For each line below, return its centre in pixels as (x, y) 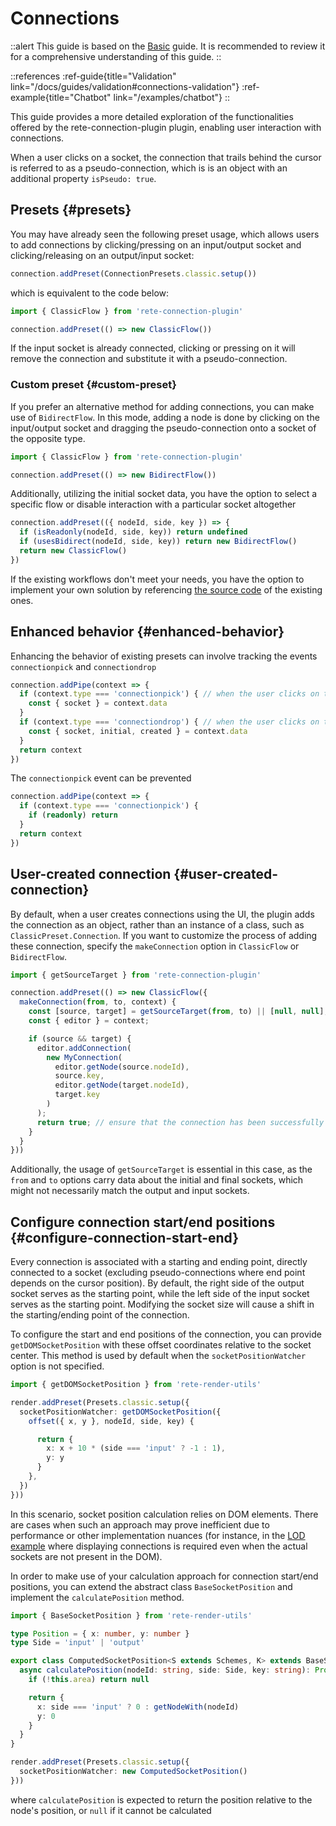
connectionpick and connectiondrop (83, 666)
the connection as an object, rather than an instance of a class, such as (157, 924)
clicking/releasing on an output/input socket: (102, 255)
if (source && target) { (80, 1038)
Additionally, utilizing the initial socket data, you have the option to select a (164, 494)
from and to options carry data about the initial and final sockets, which (157, 1180)
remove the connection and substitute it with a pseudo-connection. (149, 359)
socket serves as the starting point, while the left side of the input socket (160, 1294)
